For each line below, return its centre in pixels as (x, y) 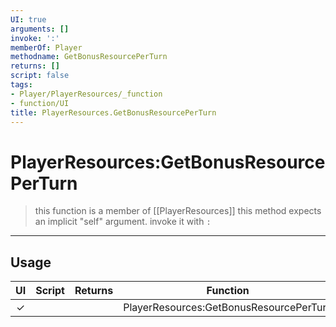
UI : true (28, 19)
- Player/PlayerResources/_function (86, 94)
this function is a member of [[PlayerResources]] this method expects (178, 211)
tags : (21, 85)
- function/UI (40, 103)
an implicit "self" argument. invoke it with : (123, 222)
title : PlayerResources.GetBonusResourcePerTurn (113, 112)
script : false (40, 76)
